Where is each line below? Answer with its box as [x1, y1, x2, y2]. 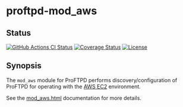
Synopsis [6, 61, 42, 71]
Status [6, 28, 31, 38]
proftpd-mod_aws [6, 4, 97, 18]
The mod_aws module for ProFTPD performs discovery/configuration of [6, 76, 178, 84]
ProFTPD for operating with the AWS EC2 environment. [6, 83, 141, 90]
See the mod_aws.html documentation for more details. [6, 94, 141, 102]
